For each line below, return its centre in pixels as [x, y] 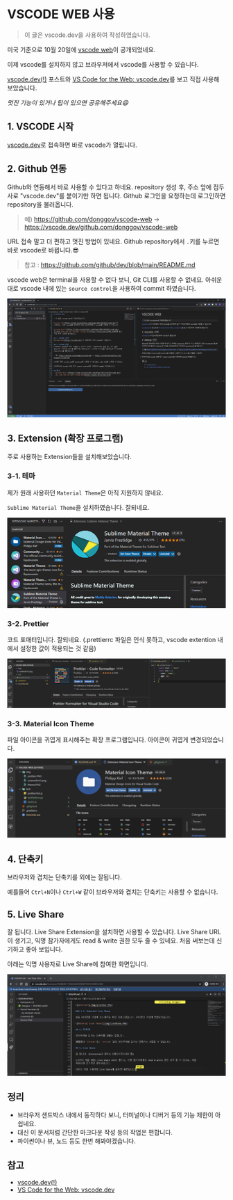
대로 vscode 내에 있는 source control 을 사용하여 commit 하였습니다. [102, 288]
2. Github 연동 [37, 169]
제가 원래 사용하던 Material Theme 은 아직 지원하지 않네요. [85, 493]
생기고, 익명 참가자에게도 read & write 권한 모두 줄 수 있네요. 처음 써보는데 [114, 941]
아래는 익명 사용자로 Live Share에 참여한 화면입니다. [78, 964]
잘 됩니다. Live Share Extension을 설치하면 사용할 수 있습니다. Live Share [107, 932]
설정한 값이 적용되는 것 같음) [58, 648]
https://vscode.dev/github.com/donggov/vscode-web [101, 227]
